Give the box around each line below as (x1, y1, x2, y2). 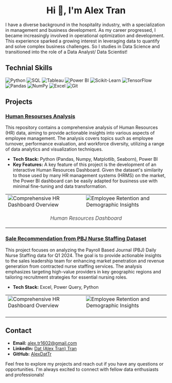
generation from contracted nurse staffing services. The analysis (5, 263, 142, 269)
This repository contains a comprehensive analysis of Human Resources (5, 124, 158, 131)
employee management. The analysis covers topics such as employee (5, 135, 154, 141)
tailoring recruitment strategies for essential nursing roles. (5, 274, 128, 280)
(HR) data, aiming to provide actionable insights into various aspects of (5, 130, 155, 136)
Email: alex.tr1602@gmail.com (12, 340, 77, 346)
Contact (5, 326, 32, 335)
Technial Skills (5, 63, 53, 72)
